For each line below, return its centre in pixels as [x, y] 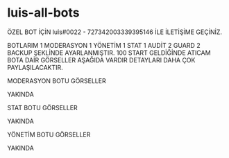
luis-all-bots [43, 13]
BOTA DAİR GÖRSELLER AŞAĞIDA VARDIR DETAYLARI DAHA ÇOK [101, 60]
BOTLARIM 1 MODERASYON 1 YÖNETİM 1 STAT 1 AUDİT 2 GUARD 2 [104, 45]
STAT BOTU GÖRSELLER [42, 107]
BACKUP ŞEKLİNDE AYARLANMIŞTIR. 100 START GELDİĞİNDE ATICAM [109, 53]
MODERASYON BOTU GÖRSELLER [57, 80]
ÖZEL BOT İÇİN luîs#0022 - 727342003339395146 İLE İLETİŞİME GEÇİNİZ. [115, 32]
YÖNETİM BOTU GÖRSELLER [49, 134]
